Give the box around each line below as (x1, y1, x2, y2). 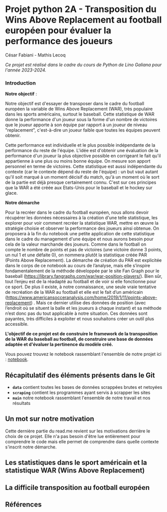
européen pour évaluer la (5, 25, 111, 36)
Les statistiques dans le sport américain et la (5, 458, 147, 467)
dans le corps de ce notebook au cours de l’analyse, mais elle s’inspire (5, 263, 151, 269)
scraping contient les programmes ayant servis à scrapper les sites (12, 389, 151, 396)
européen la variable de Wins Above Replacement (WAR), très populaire (5, 106, 153, 112)
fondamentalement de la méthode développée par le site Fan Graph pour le (5, 268, 160, 274)
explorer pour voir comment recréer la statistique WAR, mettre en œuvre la (5, 220, 159, 226)
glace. (5, 190, 18, 196)
